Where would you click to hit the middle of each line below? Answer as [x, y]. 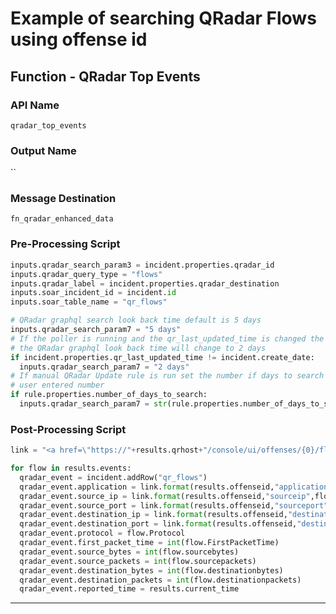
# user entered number [57, 385]
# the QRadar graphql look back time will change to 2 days [138, 348]
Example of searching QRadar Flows [163, 18]
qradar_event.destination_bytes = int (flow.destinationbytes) [151, 570]
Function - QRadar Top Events [105, 76]
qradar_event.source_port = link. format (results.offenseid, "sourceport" [174, 505]
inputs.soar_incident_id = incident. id [93, 293]
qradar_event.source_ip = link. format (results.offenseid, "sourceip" [165, 496]
